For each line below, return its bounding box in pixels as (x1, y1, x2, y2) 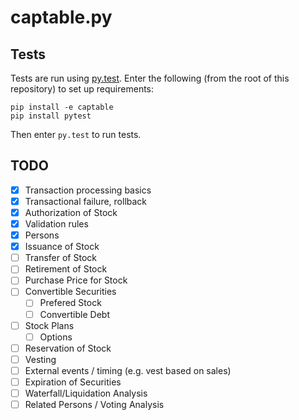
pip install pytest (10, 111, 92, 121)
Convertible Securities (24, 286, 117, 298)
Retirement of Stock (24, 263, 108, 275)
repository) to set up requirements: (10, 83, 155, 95)
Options (39, 331, 73, 343)
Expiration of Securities (24, 376, 122, 388)
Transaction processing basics (24, 184, 152, 196)
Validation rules (24, 218, 89, 230)
